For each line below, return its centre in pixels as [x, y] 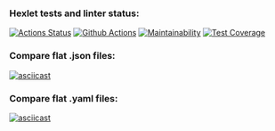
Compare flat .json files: [62, 56]
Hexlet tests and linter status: [74, 13]
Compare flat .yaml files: [64, 98]
